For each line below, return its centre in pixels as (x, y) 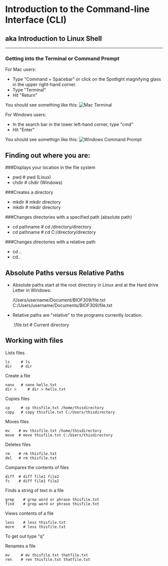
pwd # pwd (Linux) (32, 177)
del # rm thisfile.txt (31, 458)
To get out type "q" (25, 536)
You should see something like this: (42, 105)
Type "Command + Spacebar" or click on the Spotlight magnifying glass (87, 79)
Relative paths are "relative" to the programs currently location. (77, 315)
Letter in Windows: (32, 290)
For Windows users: (26, 115)
